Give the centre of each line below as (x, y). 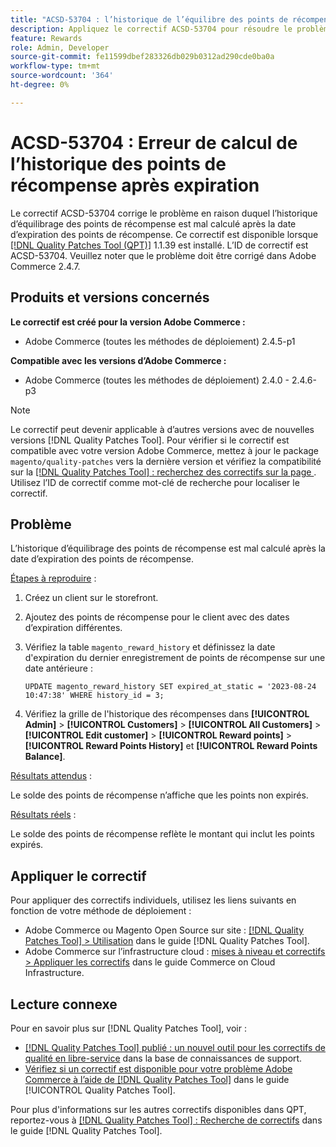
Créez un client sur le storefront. (91, 598)
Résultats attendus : (51, 776)
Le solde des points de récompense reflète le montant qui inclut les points (162, 834)
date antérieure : (58, 668)
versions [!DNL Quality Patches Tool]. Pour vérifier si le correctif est (150, 440)
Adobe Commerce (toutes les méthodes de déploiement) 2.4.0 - (157, 380)
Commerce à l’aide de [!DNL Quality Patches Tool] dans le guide (157, 1079)
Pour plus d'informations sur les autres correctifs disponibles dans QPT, (158, 1109)
